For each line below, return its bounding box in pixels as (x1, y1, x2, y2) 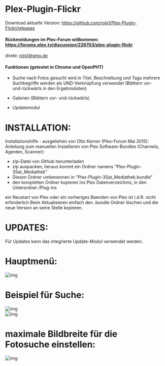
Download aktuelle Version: (5, 20, 61, 26)
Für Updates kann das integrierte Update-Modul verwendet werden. (5, 238, 143, 244)
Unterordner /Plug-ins (12, 184, 57, 191)
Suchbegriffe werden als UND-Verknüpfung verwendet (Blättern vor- (12, 80, 152, 86)
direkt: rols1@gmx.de (5, 53, 48, 59)
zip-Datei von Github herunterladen (12, 158, 85, 164)
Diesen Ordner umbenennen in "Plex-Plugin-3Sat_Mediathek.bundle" (12, 174, 153, 180)
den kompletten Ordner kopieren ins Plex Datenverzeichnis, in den (12, 180, 147, 185)
